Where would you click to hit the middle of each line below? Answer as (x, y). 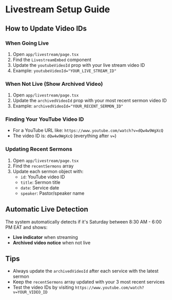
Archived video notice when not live (52, 242)
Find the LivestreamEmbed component (52, 60)
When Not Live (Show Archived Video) (54, 84)
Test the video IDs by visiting (43, 287)
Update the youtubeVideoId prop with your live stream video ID (79, 65)
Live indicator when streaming (45, 237)
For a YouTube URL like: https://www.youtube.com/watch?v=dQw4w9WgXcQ (88, 130)
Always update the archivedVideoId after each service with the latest (85, 271)
